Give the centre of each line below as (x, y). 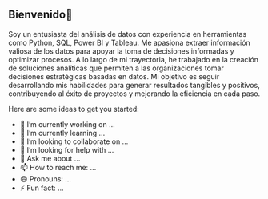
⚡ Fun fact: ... (42, 188)
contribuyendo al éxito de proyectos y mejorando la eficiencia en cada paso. (134, 94)
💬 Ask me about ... (50, 158)
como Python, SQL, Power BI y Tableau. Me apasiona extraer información (129, 42)
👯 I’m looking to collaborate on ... (74, 141)
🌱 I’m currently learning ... (62, 133)
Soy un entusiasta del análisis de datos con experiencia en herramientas (128, 34)
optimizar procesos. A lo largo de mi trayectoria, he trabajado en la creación (133, 59)
